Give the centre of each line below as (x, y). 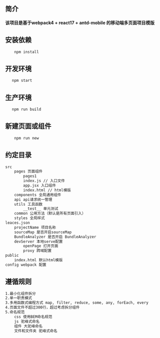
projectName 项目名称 (35, 227)
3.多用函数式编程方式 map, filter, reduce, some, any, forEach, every (77, 303)
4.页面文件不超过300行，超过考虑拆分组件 (42, 307)
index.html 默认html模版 (38, 260)
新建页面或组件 (28, 126)
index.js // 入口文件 (44, 181)
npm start (22, 81)
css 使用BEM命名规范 (33, 317)
